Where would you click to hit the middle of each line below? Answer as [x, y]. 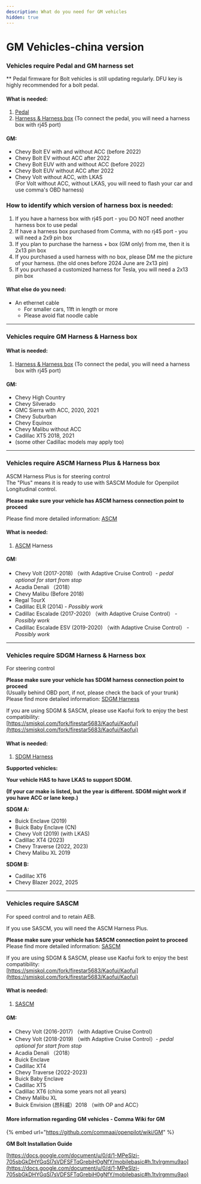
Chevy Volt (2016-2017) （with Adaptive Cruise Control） [85, 1032]
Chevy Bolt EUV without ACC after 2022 [64, 171]
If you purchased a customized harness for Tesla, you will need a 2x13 [101, 269]
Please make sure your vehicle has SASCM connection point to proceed [97, 940]
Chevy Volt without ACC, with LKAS [59, 177]
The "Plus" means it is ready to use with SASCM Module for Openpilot [93, 482]
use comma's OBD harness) [49, 190]
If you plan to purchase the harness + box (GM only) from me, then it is [102, 244]
